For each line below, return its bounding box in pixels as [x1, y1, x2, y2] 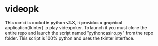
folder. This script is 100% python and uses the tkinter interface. [5, 35, 135, 41]
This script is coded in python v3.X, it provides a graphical [5, 20, 122, 25]
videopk [5, 3, 39, 15]
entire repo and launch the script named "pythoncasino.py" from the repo [5, 30, 154, 36]
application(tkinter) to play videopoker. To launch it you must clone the [5, 24, 147, 30]
